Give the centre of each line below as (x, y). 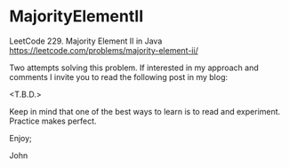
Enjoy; (21, 138)
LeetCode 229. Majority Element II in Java (86, 41)
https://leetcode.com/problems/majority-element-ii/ (104, 50)
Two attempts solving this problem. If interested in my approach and (134, 68)
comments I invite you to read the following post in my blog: (119, 76)
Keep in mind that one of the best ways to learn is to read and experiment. (145, 111)
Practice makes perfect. (53, 121)
